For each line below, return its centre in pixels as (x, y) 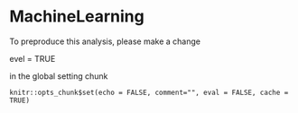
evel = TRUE (33, 58)
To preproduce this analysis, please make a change (105, 41)
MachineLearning (77, 17)
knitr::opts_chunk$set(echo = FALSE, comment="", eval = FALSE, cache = (149, 92)
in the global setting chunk (59, 76)
